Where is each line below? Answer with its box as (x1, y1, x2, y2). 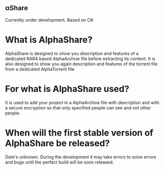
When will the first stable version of (5, 127, 154, 138)
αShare (5, 4, 28, 12)
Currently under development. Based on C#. (5, 17, 95, 23)
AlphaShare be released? (5, 138, 110, 149)
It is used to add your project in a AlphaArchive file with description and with (5, 99, 160, 105)
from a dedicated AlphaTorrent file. (5, 66, 76, 72)
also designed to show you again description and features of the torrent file (5, 61, 158, 67)
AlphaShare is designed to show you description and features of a (5, 50, 139, 56)
